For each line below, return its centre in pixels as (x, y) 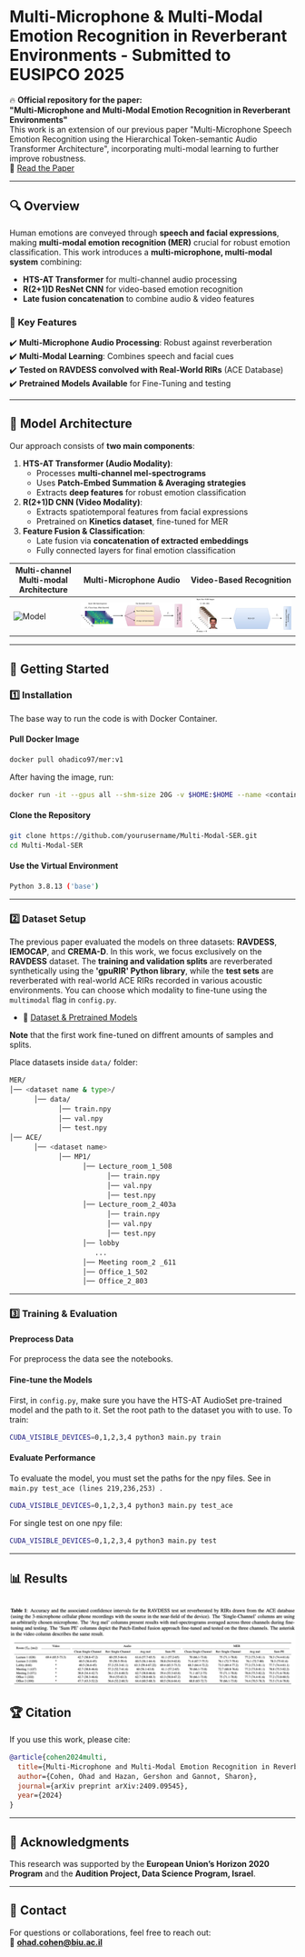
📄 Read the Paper (42, 168)
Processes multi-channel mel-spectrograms (121, 473)
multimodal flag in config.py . (63, 1000)
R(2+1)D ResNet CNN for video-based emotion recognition (133, 289)
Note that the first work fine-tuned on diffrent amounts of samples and (142, 1035)
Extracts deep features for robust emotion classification (141, 492)
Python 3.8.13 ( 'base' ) (54, 886)
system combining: (46, 262)
